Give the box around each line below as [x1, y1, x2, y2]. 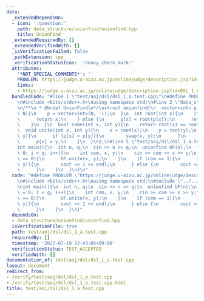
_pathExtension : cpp [12, 54, 64, 60]
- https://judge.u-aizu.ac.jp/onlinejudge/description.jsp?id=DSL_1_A [17, 88, 200, 94]
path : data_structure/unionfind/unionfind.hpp [17, 25, 137, 32]
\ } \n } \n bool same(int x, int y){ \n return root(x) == [17, 122, 186, 128]
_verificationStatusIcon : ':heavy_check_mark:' [12, 59, 135, 66]
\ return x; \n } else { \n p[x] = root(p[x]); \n [17, 116, 175, 122]
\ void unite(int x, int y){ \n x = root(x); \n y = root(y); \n [17, 127, 197, 134]
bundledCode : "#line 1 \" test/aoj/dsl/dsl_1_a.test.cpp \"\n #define [12, 93, 186, 100]
